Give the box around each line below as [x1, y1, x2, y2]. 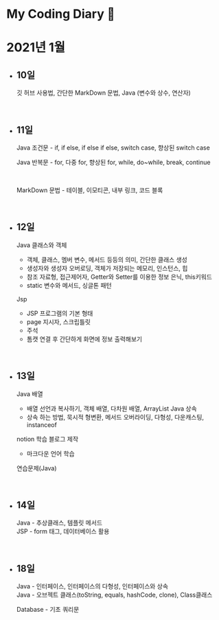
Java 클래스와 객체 [16, 240, 67, 249]
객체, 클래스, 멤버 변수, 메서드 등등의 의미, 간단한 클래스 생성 [26, 255, 188, 264]
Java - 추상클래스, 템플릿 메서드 [16, 518, 103, 527]
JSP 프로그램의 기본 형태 [26, 309, 93, 317]
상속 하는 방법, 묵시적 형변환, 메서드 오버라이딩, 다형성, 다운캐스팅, [26, 413, 204, 421]
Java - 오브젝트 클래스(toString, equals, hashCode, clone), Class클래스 [16, 590, 213, 599]
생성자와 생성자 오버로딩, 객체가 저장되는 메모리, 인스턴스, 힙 [26, 264, 188, 272]
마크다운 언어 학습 [26, 449, 75, 457]
